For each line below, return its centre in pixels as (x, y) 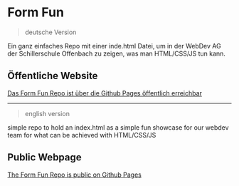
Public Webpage (44, 157)
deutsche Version (51, 32)
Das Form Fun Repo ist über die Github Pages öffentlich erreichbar (105, 93)
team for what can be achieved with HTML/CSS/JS (82, 135)
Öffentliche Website (53, 76)
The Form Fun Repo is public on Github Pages (75, 175)
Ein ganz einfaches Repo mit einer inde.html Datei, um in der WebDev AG (115, 46)
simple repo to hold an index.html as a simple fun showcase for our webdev (118, 127)
